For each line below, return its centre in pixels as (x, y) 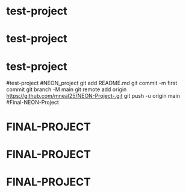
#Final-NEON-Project (33, 102)
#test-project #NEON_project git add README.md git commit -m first (92, 83)
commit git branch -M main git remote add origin (67, 89)
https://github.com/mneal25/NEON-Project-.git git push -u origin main (93, 96)
